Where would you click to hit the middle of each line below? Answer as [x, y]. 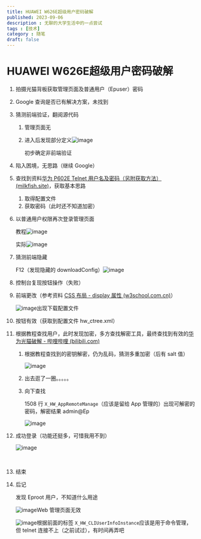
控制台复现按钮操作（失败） [50, 282]
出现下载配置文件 [58, 308]
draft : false [23, 40]
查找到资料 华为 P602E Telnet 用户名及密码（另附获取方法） [89, 178]
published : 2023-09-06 [35, 17]
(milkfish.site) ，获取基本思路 [51, 185]
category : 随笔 [26, 34]
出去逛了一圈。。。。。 [48, 378]
